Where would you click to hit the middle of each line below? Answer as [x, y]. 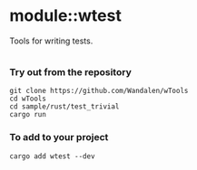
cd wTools [28, 99]
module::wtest [66, 16]
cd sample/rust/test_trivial [64, 107]
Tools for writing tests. [51, 41]
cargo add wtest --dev [52, 156]
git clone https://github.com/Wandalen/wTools [99, 91]
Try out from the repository [70, 71]
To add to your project [59, 137]
